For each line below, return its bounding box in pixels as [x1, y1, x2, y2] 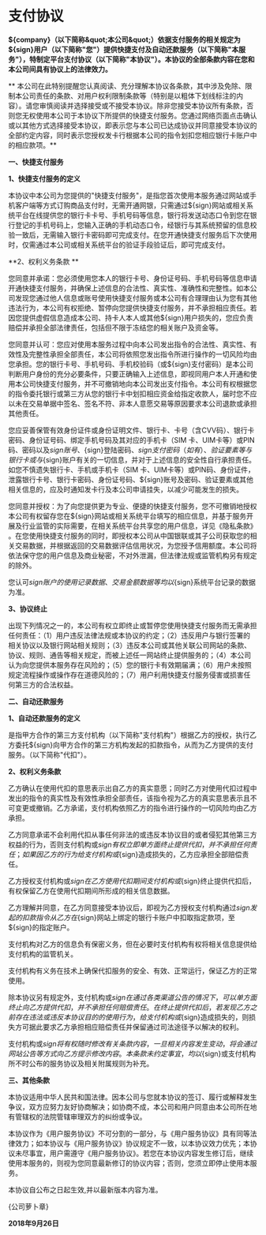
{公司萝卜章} [8, 1201, 49, 1211]
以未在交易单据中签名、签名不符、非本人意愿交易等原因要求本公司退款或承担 [8, 399, 257, 408]
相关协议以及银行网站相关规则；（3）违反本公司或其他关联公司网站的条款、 [8, 640, 251, 649]
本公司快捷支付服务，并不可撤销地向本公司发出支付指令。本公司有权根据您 [14, 379, 257, 388]
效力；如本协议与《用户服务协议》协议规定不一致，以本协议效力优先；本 [14, 1138, 250, 1148]
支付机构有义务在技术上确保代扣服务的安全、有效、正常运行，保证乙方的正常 [8, 966, 257, 975]
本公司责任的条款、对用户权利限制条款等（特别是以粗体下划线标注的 [14, 91, 237, 100]
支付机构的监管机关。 [8, 949, 77, 959]
